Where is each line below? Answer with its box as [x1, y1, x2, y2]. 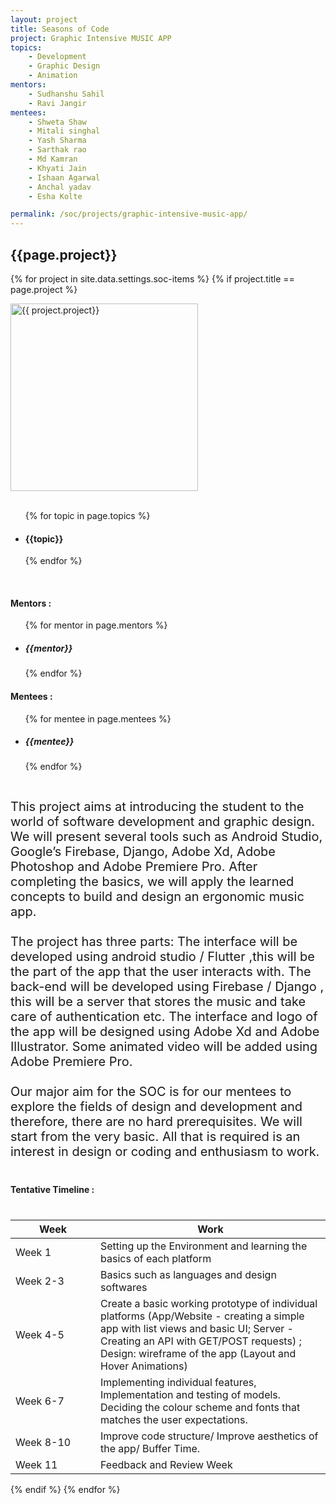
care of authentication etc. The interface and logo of [10, 1009, 318, 1025]
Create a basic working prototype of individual [100, 1297, 318, 1311]
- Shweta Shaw [28, 117, 87, 127]
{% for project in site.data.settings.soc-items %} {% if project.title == [10, 272, 295, 285]
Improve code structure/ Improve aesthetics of [100, 1429, 319, 1443]
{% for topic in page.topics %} [24, 509, 151, 521]
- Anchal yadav [28, 182, 92, 192]
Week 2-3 [15, 1274, 65, 1288]
